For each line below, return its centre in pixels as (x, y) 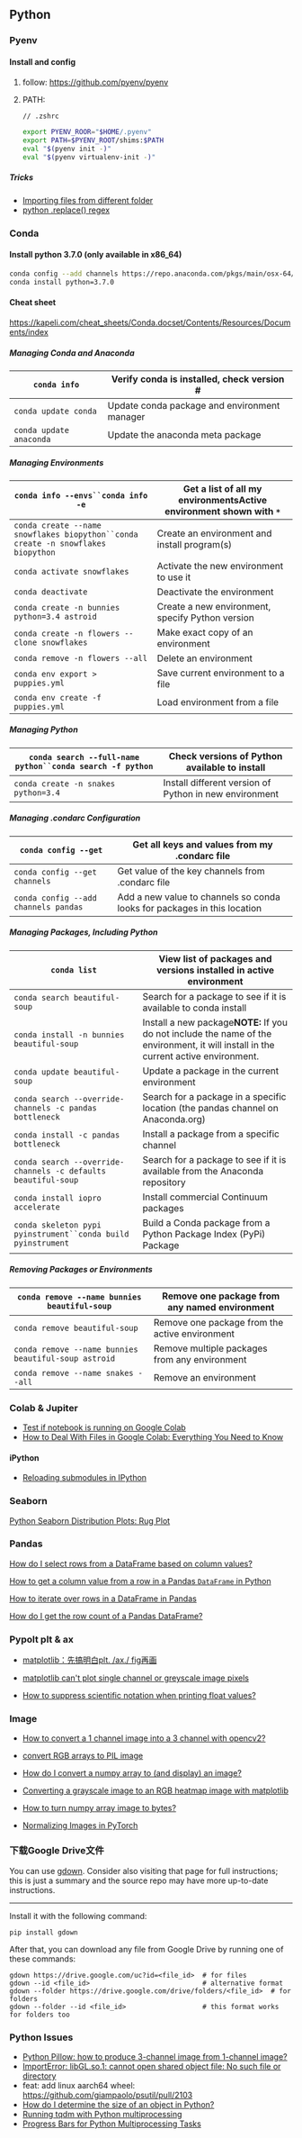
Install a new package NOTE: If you (215, 1022)
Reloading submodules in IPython (84, 1478)
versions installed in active (215, 970)
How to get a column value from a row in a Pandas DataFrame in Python (140, 1581)
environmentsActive (223, 500)
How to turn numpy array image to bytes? (99, 1808)
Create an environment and (214, 533)
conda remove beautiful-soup (76, 1328)
